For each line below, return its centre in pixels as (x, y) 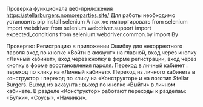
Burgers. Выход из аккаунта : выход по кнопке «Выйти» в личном (91, 85)
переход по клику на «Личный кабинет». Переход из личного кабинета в (101, 72)
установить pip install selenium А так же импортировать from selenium (97, 21)
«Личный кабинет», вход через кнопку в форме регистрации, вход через (101, 59)
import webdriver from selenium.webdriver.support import (79, 28)
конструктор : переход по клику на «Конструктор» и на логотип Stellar (98, 78)
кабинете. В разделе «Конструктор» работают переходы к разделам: (96, 91)
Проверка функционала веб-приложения (60, 9)
